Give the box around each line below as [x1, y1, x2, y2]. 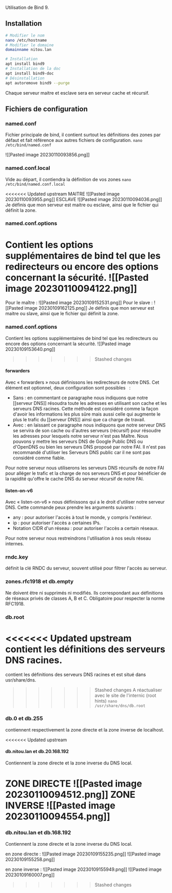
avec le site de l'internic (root [94, 692, 157, 699]
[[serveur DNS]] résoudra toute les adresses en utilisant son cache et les [12, 400, 167, 406]
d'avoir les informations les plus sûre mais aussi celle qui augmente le [12, 411, 161, 417]
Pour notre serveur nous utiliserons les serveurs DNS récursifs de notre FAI [5, 465, 164, 471]
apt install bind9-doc [5, 70, 54, 76]
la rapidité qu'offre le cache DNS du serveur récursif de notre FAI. [5, 475, 144, 481]
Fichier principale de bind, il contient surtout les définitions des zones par [5, 132, 161, 138]
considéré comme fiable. [12, 455, 66, 461]
